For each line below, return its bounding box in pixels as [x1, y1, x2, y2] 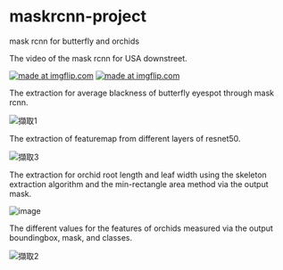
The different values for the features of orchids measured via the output [9, 223, 274, 233]
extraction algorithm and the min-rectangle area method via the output [9, 178, 270, 189]
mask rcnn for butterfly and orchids [9, 36, 140, 46]
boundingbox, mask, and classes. [9, 232, 133, 242]
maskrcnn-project [9, 6, 147, 27]
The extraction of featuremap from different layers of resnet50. [9, 133, 241, 143]
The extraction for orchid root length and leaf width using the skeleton [9, 169, 268, 180]
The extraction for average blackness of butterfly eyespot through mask [9, 87, 275, 98]
